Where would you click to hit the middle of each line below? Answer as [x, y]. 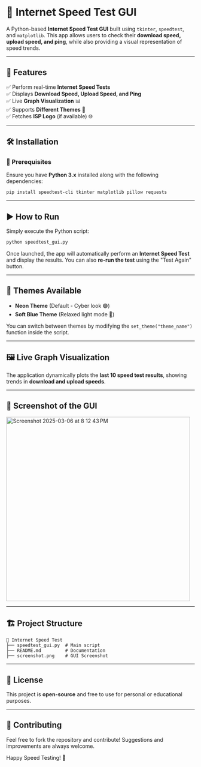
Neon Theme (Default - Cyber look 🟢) [62, 305]
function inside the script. [38, 332]
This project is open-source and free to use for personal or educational [94, 694]
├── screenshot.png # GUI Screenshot [57, 656]
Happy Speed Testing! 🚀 [36, 757]
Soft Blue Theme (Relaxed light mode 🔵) [65, 314]
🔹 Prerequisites [29, 162]
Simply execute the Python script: [48, 231]
